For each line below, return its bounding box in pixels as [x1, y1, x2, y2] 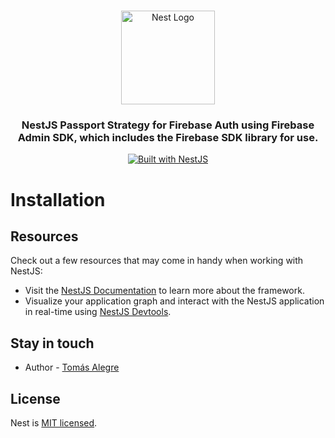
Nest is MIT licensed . [10, 417, 98, 429]
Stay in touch [10, 335, 95, 352]
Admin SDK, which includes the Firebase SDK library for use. [17, 131, 319, 145]
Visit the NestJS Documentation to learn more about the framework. [24, 285, 305, 297]
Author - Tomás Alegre [24, 361, 120, 374]
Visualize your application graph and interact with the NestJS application [24, 295, 325, 307]
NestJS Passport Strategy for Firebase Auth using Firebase [21, 118, 315, 132]
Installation [10, 188, 106, 211]
